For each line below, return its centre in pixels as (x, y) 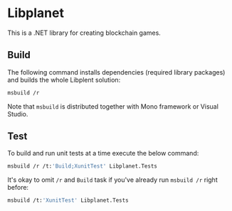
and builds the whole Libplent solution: (64, 80)
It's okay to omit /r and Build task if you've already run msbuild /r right (113, 180)
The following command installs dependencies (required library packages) (116, 72)
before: (18, 188)
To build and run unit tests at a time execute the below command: (103, 153)
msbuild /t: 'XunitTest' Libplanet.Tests (68, 200)
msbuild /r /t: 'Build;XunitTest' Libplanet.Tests (83, 166)
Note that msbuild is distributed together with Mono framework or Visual (113, 106)
